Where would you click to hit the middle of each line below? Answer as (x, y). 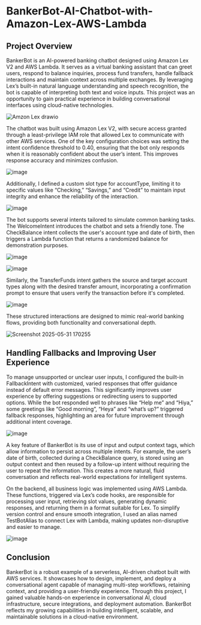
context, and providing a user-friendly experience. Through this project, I (96, 591)
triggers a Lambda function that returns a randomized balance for (87, 239)
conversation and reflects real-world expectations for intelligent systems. (97, 477)
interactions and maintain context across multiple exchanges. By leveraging (100, 80)
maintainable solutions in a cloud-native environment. (73, 617)
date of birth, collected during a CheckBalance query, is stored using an (95, 457)
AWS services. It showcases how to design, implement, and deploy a (91, 578)
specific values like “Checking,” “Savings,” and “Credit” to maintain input (96, 190)
